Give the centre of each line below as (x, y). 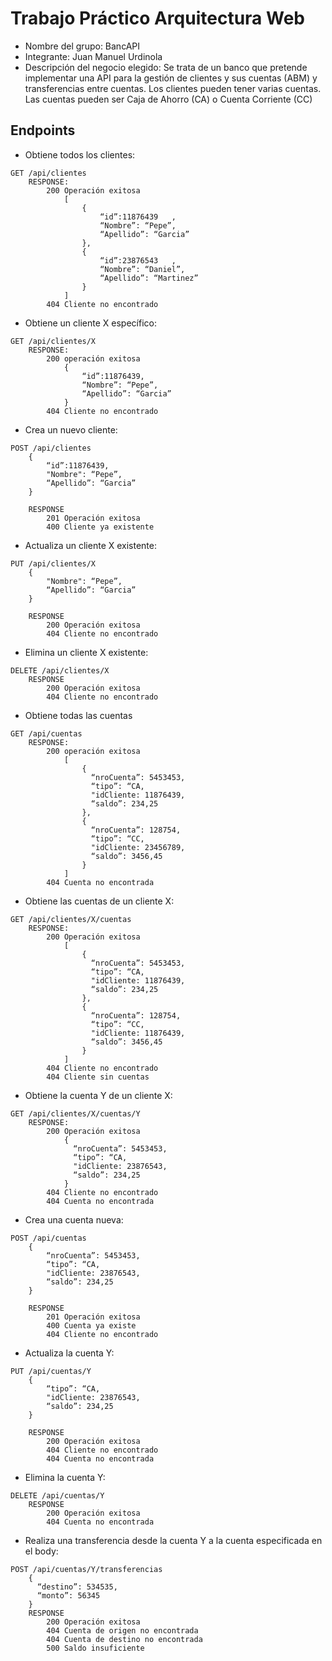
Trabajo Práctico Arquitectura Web (157, 18)
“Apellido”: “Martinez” (149, 278)
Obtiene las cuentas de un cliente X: (99, 901)
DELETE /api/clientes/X (60, 670)
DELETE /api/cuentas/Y (57, 1495)
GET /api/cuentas (46, 733)
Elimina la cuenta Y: (65, 1477)
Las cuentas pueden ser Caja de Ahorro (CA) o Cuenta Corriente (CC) (168, 99)
